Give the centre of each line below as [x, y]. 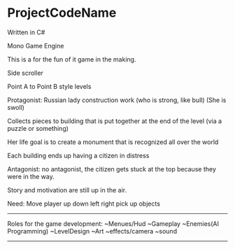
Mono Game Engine [36, 45]
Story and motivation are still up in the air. [67, 190]
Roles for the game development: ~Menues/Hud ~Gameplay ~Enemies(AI [113, 223]
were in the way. [31, 176]
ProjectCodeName [62, 13]
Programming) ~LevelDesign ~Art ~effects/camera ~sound [92, 231]
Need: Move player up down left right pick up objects [84, 204]
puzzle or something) [38, 128]
